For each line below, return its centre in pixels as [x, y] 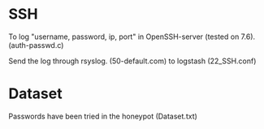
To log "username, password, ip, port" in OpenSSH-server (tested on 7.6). [132, 37]
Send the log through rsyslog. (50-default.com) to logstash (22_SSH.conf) [132, 61]
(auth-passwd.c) [36, 45]
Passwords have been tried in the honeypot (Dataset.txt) [103, 116]
